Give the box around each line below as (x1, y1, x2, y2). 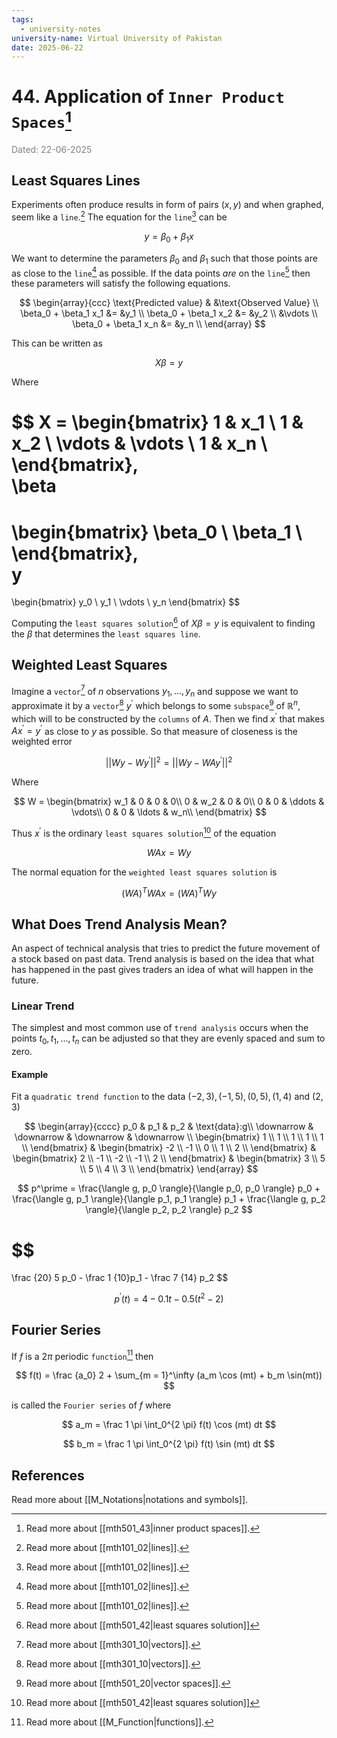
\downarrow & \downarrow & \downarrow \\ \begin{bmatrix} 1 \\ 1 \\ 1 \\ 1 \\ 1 (14, 1131, 324, 1143)
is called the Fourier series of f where (11, 1399, 172, 1411)
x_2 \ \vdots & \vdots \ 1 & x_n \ (11, 432, 268, 455)
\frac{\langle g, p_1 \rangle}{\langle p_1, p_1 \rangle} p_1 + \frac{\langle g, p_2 (12, 1193, 326, 1205)
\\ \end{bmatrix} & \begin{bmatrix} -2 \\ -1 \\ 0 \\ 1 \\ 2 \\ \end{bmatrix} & (21, 1142, 317, 1154)
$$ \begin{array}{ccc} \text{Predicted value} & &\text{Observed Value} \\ (19, 297, 319, 309)
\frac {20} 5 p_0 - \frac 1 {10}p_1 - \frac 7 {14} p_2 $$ (11, 1272, 229, 1284)
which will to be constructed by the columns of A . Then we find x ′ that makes (11, 711, 325, 725)
